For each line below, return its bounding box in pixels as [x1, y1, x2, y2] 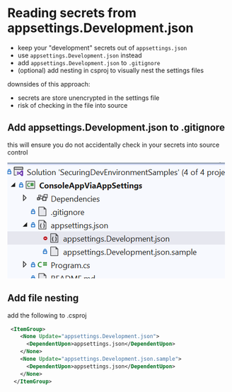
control [7, 147, 28, 157]
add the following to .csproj [7, 310, 87, 320]
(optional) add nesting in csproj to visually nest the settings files [17, 66, 204, 74]
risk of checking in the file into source [17, 101, 128, 109]
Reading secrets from [7, 5, 137, 21]
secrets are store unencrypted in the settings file [17, 94, 160, 102]
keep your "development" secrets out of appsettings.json [17, 43, 187, 52]
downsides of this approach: [7, 79, 91, 88]
